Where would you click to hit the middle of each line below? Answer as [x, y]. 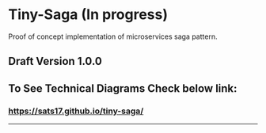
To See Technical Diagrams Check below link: [123, 88]
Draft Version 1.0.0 [55, 61]
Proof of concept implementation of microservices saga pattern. [113, 36]
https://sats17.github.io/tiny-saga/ [76, 111]
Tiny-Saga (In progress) [88, 15]
